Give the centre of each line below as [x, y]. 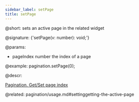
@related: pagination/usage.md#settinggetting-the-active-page [69, 94]
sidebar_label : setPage [29, 10]
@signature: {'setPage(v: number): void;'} [47, 38]
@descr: [14, 75]
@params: [15, 47]
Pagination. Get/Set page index [37, 85]
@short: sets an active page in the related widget [55, 28]
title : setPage [21, 14]
